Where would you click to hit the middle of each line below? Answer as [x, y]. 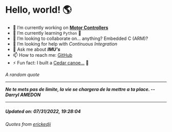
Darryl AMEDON [23, 95]
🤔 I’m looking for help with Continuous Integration [65, 43]
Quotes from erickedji [28, 124]
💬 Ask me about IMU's [36, 49]
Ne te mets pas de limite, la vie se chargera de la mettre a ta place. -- [80, 89]
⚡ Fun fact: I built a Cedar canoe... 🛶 [51, 62]
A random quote [23, 74]
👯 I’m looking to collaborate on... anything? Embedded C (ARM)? [80, 38]
